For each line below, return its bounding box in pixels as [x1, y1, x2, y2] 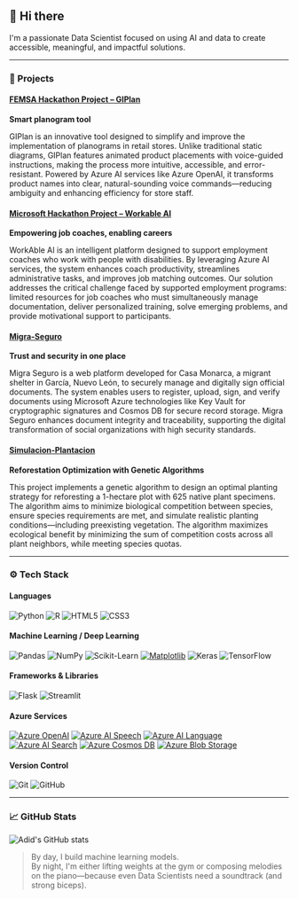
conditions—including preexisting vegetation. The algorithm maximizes [9, 520, 269, 530]
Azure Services [9, 710, 68, 721]
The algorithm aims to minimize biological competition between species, [9, 500, 273, 511]
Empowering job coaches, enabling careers [9, 228, 173, 238]
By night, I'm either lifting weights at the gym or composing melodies [30, 861, 282, 872]
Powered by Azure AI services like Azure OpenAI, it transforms [44, 168, 274, 179]
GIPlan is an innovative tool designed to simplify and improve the [9, 130, 246, 142]
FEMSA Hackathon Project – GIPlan [9, 94, 141, 105]
